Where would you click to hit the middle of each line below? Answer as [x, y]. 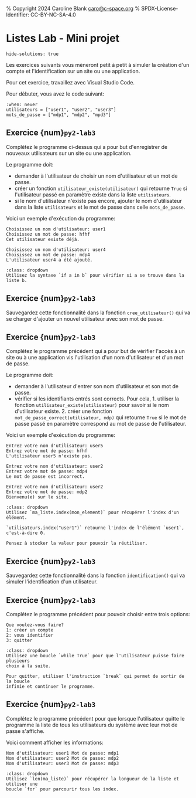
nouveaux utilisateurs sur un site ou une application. [69, 153]
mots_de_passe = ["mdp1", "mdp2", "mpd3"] [59, 115]
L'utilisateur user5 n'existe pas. [49, 456]
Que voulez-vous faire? [35, 625]
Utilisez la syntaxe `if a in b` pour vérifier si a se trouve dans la [95, 275]
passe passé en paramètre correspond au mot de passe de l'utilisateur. [100, 424]
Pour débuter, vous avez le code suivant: [55, 94]
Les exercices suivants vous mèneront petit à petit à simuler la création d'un [98, 64]
